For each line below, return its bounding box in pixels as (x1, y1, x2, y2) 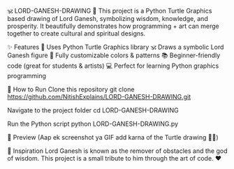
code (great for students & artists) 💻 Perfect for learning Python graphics (7, 61, 219, 70)
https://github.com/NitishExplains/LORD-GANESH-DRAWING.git (7, 93, 191, 101)
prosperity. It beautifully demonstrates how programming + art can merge (7, 22, 220, 30)
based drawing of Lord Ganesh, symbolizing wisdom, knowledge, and (7, 15, 208, 22)
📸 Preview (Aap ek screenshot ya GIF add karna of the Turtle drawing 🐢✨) (7, 133, 219, 141)
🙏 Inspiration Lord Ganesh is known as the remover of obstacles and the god (7, 147, 228, 155)
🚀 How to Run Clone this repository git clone (7, 85, 135, 94)
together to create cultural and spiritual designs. (7, 29, 146, 38)
